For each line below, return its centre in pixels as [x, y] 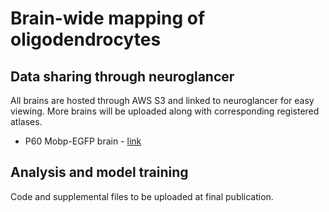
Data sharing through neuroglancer [122, 76]
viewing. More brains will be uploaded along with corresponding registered [165, 111]
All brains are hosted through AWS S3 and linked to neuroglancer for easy [162, 100]
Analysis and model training [99, 172]
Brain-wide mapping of [108, 18]
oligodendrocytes [86, 39]
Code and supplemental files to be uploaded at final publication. [142, 196]
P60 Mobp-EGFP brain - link [83, 141]
